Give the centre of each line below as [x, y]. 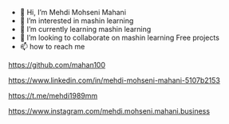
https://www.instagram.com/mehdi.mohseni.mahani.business [109, 111]
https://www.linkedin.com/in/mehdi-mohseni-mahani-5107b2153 [114, 80]
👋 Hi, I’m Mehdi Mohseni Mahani [73, 12]
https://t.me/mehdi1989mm [53, 96]
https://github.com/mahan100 [57, 65]
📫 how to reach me [52, 46]
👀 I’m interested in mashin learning [77, 21]
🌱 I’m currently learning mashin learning [85, 29]
